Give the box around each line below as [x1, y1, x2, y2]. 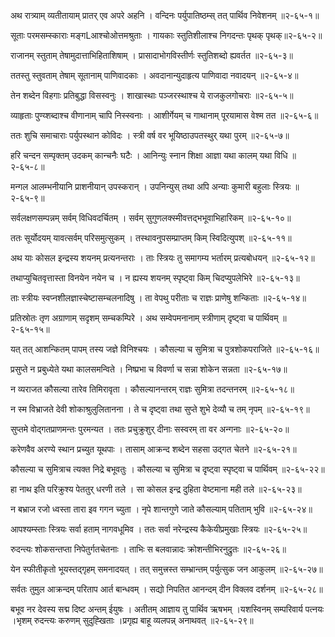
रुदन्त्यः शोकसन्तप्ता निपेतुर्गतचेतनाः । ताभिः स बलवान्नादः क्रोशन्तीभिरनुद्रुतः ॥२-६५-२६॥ [10, 543, 287, 555]
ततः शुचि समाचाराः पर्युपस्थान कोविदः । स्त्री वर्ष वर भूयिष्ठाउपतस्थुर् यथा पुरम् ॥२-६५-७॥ [10, 130, 290, 141]
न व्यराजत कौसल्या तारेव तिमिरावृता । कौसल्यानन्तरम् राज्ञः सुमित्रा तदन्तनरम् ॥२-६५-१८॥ [10, 383, 295, 395]
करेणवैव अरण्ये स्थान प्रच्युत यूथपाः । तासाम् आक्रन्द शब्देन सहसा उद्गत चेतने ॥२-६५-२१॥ [10, 443, 297, 455]
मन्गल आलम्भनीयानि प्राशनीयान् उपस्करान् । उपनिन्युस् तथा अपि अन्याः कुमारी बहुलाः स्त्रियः [10, 181, 292, 192]
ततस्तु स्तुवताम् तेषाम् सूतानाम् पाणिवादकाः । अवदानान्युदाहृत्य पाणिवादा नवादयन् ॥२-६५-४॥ [10, 70, 299, 81]
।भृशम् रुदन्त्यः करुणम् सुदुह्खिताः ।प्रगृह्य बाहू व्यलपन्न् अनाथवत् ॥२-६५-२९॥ [10, 615, 254, 626]
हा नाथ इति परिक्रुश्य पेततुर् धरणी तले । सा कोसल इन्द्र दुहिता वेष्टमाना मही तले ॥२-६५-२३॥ [10, 483, 302, 495]
